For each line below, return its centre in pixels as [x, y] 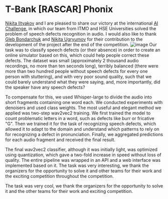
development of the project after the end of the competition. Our [81, 44]
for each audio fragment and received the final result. [60, 140]
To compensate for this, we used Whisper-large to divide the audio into [78, 97]
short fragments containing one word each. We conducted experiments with [84, 102]
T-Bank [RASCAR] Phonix [59, 9]
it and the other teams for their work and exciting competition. [69, 191]
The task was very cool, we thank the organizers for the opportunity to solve [84, 186]
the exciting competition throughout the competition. [59, 176]
